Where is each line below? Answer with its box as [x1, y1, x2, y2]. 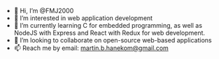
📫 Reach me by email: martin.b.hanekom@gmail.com [13, 44, 169, 52]
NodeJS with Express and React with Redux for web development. [13, 28, 205, 37]
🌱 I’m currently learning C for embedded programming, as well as [13, 22, 203, 29]
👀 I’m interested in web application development [13, 14, 153, 22]
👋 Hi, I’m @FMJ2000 [13, 7, 74, 15]
